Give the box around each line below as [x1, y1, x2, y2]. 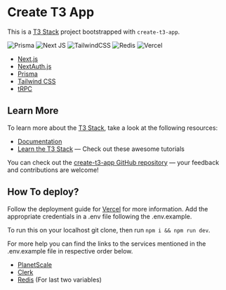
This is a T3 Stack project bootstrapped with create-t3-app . [7, 27, 180, 36]
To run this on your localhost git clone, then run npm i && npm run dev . [7, 225, 211, 234]
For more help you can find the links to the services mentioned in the [7, 239, 206, 248]
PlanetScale [17, 261, 53, 269]
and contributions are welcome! [7, 166, 100, 174]
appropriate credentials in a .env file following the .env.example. [7, 212, 192, 220]
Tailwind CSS [17, 77, 56, 85]
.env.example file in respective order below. [7, 246, 133, 255]
